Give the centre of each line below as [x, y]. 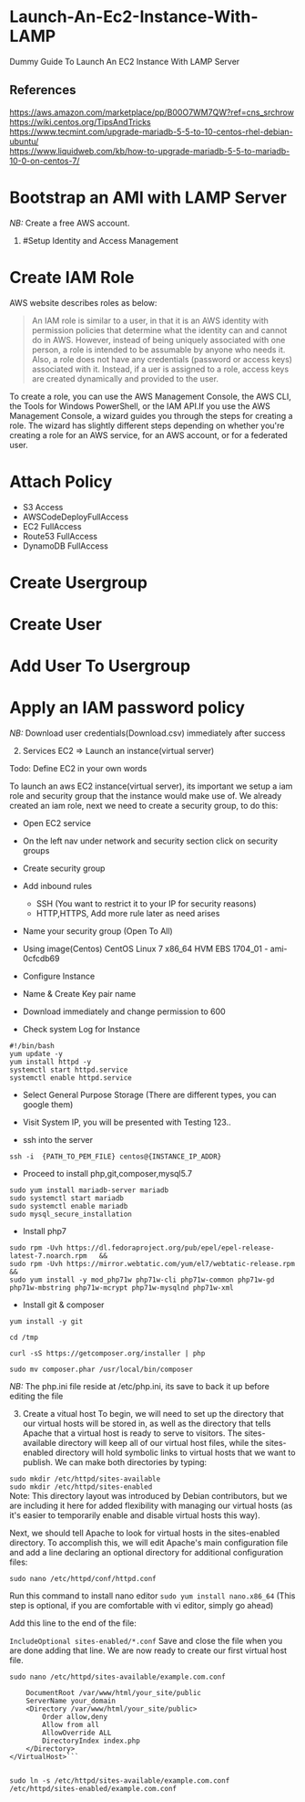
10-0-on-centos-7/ [45, 161]
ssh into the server [58, 1140]
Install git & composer [63, 1305]
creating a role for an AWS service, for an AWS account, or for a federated [149, 435]
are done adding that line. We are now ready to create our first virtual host [148, 1650]
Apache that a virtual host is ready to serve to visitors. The [132, 1433]
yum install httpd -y [51, 1062]
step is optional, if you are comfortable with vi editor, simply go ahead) [142, 1606]
